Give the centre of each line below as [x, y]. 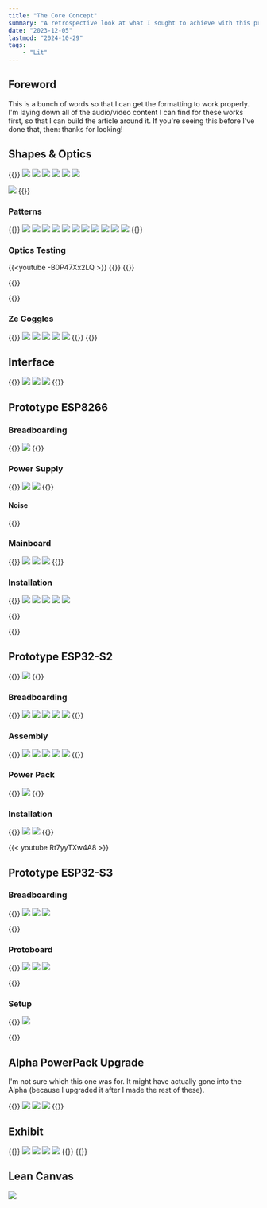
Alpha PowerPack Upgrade [76, 1062]
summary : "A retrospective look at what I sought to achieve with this [129, 23]
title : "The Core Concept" [53, 15]
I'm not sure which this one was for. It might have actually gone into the [125, 1082]
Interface [31, 362]
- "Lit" [35, 52]
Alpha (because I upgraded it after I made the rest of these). [106, 1090]
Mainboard [30, 544]
